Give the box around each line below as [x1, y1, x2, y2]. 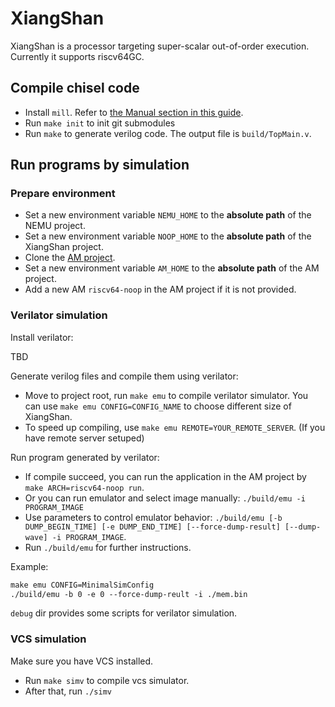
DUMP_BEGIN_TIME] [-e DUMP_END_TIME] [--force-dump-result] [24, 522, 281, 532]
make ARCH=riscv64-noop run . [24, 481, 145, 493]
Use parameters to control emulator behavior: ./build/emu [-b [24, 511, 283, 523]
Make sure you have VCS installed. [10, 655, 154, 667]
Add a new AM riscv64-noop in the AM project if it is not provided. [24, 283, 297, 296]
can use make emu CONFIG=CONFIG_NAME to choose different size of [24, 400, 292, 412]
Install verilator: [10, 331, 74, 343]
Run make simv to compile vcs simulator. [24, 674, 190, 686]
